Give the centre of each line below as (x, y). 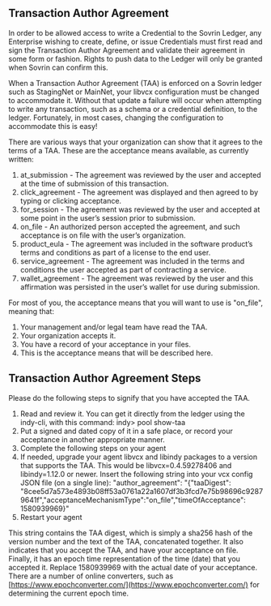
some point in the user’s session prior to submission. (108, 217)
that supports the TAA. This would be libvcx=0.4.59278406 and (126, 465)
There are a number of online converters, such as (91, 576)
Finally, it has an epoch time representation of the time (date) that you (125, 558)
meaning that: (32, 311)
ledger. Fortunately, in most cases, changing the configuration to (116, 118)
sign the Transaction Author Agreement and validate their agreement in (127, 50)
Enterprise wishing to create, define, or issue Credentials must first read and (135, 41)
